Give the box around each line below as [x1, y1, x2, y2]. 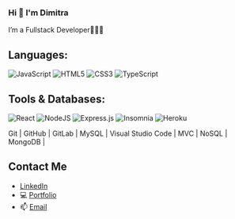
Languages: [8, 48, 69, 62]
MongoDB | [8, 136, 46, 146]
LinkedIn [19, 181, 48, 190]
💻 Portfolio [19, 190, 57, 199]
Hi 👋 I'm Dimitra [8, 7, 69, 18]
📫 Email [19, 202, 47, 211]
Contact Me [8, 160, 67, 174]
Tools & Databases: [8, 92, 105, 106]
